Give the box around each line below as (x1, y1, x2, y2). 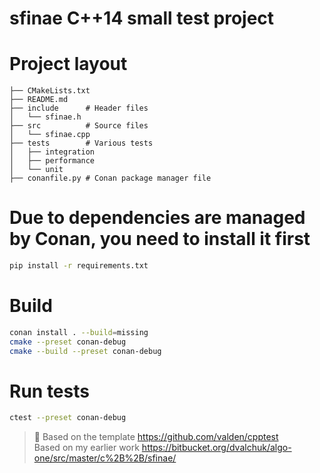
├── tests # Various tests (9, 138, 154, 149)
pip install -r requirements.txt (9, 261, 149, 271)
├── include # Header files (9, 103, 149, 114)
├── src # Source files (9, 121, 149, 131)
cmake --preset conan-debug (9, 337, 127, 347)
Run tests (9, 380, 90, 402)
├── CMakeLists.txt (9, 86, 91, 96)
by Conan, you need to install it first (9, 228, 311, 251)
